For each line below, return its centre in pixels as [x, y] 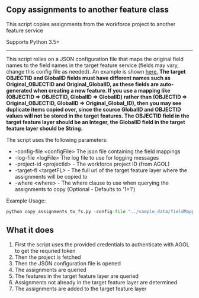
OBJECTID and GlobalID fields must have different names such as [88, 78]
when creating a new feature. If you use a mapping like [102, 90]
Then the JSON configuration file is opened [68, 263]
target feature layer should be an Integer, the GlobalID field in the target [96, 122]
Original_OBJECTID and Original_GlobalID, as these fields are [82, 84]
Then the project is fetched [48, 257]
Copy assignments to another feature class [87, 10]
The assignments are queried [51, 270]
